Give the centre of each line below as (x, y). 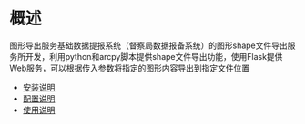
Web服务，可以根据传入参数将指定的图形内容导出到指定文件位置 (130, 68)
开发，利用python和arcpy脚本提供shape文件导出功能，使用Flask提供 (154, 56)
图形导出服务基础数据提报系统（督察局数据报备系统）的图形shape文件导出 (149, 45)
